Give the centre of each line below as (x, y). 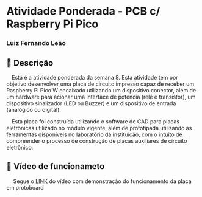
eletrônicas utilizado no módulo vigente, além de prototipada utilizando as (99, 128)
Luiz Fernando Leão (36, 43)
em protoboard (25, 187)
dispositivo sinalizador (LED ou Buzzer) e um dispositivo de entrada (91, 103)
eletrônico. (20, 147)
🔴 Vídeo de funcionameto (56, 166)
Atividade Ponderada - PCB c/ (83, 11)
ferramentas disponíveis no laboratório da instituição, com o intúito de (94, 134)
